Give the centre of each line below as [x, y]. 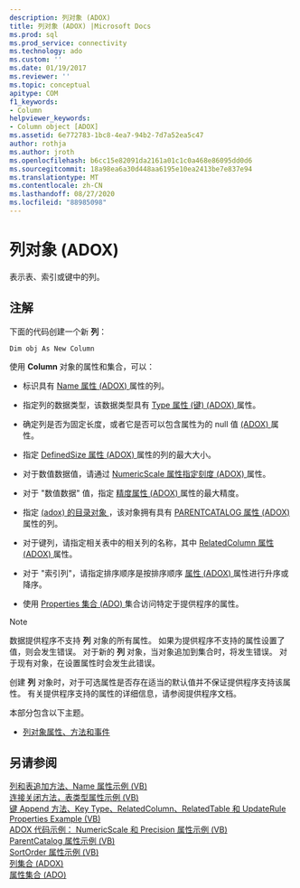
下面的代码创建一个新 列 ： [58, 332]
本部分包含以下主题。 [49, 712]
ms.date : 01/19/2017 [48, 69]
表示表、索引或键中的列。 [57, 276]
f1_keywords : [34, 102]
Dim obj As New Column [52, 349]
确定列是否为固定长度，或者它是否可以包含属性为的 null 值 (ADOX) [145, 424]
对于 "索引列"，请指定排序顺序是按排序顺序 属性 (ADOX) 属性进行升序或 [155, 573]
